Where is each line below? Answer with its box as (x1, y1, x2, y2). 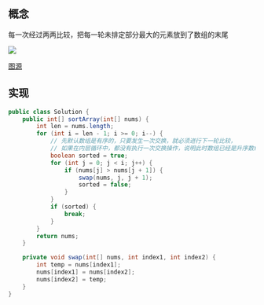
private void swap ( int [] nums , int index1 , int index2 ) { (22, 254, 216, 262)
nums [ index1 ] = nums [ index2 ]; (36, 268, 135, 276)
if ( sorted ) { (49, 203, 97, 211)
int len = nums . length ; (36, 123, 114, 130)
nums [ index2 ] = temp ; (36, 275, 108, 283)
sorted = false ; (78, 181, 132, 189)
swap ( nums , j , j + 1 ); (78, 174, 153, 182)
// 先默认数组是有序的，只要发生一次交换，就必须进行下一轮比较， (49, 137, 237, 145)
